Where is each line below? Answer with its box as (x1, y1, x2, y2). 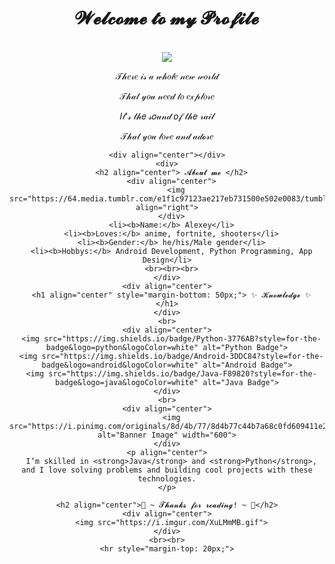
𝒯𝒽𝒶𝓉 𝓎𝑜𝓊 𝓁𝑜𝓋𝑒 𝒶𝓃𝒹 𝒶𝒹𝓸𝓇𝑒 (120, 130, 214, 142)
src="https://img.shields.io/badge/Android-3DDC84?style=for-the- (41, 351, 324, 361)
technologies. (137, 473, 197, 484)
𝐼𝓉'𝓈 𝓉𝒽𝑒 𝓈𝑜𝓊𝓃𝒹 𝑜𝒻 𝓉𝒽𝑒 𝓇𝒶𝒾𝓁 (119, 110, 215, 122)
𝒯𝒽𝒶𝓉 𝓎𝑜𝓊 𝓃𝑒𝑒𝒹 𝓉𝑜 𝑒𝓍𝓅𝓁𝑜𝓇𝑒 (119, 90, 215, 102)
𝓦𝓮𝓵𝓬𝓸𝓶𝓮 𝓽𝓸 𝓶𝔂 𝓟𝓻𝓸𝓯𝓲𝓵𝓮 (74, 7, 260, 30)
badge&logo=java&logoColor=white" (55, 377, 199, 387)
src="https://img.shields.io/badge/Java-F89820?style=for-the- (48, 368, 317, 379)
